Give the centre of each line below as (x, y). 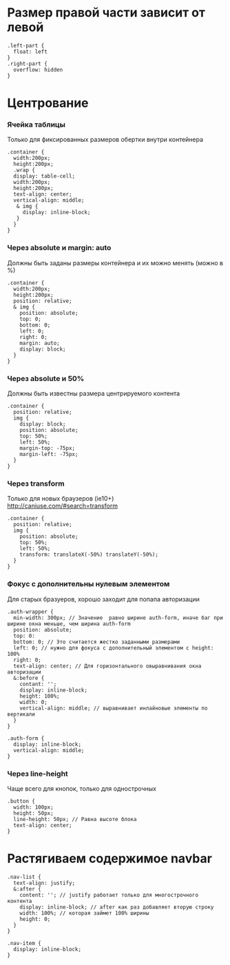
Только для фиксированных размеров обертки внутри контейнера (105, 140)
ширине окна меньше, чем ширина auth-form (69, 624)
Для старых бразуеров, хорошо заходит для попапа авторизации (103, 599)
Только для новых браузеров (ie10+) (61, 499)
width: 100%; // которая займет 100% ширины (84, 913)
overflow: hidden (38, 70)
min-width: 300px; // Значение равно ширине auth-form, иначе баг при (118, 618)
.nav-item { (24, 943)
